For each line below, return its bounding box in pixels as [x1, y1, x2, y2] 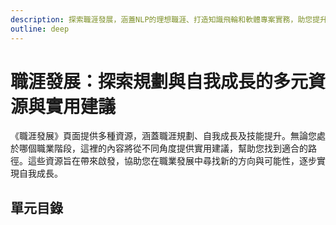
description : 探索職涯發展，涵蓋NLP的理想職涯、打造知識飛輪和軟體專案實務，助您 [10, 14, 313, 25]
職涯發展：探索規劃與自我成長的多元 [10, 70, 309, 93]
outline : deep [10, 24, 70, 34]
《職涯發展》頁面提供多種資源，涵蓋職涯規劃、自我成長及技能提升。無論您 [10, 130, 317, 142]
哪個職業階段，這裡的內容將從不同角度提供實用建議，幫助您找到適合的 [18, 142, 308, 155]
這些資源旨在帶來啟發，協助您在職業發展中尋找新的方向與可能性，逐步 [27, 155, 317, 167]
